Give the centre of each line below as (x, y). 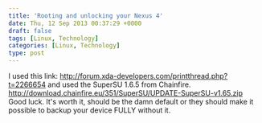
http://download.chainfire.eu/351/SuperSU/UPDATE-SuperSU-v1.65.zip (126, 93)
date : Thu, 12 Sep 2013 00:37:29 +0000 (75, 23)
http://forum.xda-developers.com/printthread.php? (144, 76)
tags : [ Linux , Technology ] (53, 38)
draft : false (30, 31)
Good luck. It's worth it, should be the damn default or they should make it (131, 102)
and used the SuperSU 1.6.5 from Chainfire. (119, 84)
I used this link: (33, 76)
